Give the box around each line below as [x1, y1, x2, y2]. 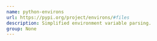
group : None [6, 25, 37, 32]
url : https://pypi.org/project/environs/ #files [6, 14, 130, 20]
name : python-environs [6, 8, 64, 15]
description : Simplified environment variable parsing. [6, 20, 152, 26]
